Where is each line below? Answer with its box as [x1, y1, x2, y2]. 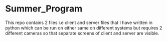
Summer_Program [5, 3, 83, 14]
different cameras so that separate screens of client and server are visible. [5, 30, 159, 36]
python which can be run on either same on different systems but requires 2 [5, 24, 162, 30]
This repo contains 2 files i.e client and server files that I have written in [5, 19, 153, 25]
